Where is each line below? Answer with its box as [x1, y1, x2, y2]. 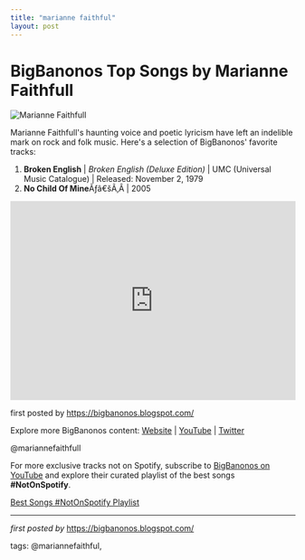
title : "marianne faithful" [10, 13, 117, 23]
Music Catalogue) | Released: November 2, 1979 [23, 174, 204, 185]
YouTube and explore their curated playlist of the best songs [10, 470, 235, 480]
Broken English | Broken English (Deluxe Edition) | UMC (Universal [23, 164, 272, 175]
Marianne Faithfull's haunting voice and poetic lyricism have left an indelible [10, 128, 293, 138]
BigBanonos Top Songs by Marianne [10, 61, 289, 81]
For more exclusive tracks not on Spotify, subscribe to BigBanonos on [10, 460, 271, 471]
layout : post [10, 22, 60, 31]
